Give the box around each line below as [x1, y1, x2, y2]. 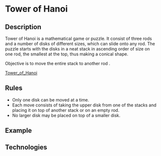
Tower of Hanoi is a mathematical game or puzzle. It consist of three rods [5, 35, 152, 41]
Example [5, 126, 32, 135]
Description [5, 23, 41, 31]
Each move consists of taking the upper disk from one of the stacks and [12, 102, 157, 108]
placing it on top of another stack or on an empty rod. [12, 107, 120, 113]
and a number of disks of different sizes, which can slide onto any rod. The [5, 41, 155, 47]
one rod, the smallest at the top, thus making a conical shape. [5, 51, 128, 57]
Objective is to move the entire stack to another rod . [5, 61, 110, 66]
